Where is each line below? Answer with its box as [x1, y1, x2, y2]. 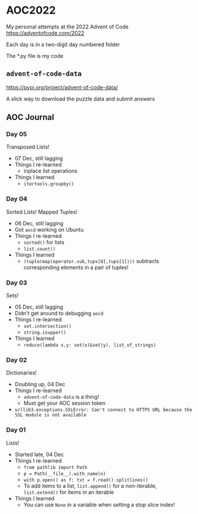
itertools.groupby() [23, 181, 74, 187]
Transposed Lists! [6, 143, 50, 151]
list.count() [23, 246, 56, 252]
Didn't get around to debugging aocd [14, 310, 103, 317]
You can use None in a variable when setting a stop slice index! [23, 501, 176, 508]
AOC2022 [6, 4, 56, 17]
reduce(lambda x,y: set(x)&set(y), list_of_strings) [23, 342, 157, 348]
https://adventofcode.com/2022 [6, 29, 85, 36]
